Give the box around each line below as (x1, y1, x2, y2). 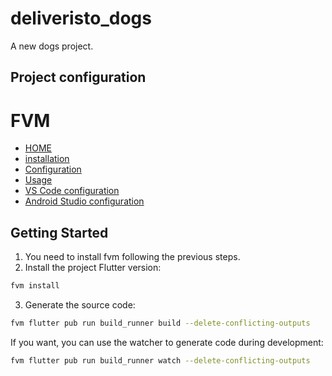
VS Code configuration (24, 185, 120, 197)
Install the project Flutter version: (24, 262, 162, 274)
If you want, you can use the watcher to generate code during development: (10, 336, 324, 348)
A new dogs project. (10, 40, 94, 52)
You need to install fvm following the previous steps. (24, 251, 241, 263)
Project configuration (10, 69, 147, 86)
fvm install (10, 281, 60, 291)
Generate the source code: (24, 298, 136, 311)
